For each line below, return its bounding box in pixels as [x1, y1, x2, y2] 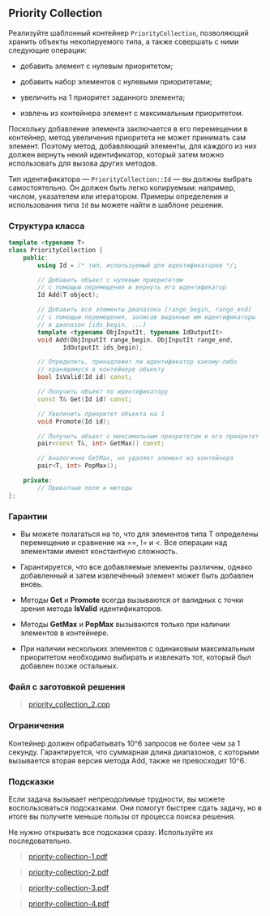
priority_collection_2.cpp [28, 699, 111, 709]
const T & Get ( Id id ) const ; [37, 395, 132, 403]
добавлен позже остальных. [19, 661, 119, 671]
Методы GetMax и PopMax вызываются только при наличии [19, 620, 230, 630]
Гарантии [8, 510, 48, 522]
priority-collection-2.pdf [28, 867, 109, 877]
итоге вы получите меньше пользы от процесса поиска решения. [8, 811, 236, 821]
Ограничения [8, 720, 65, 731]
